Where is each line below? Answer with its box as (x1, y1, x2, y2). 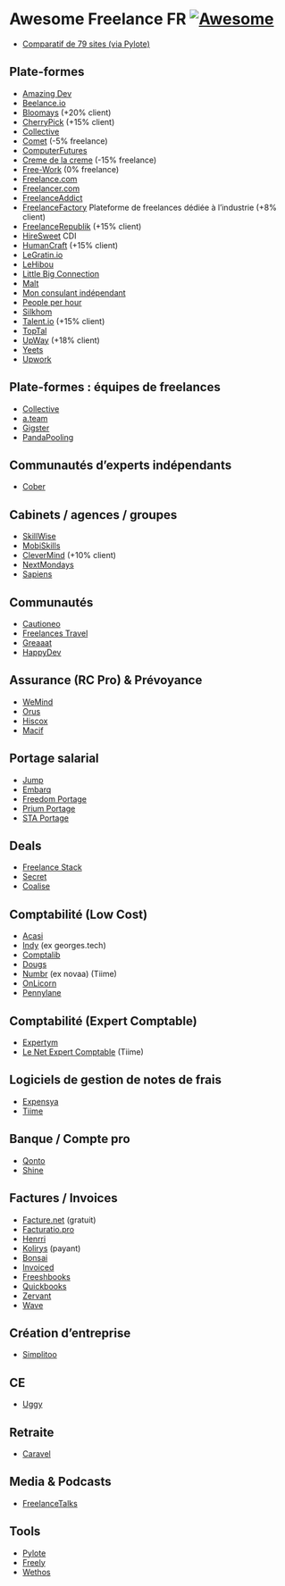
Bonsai (21, 1252, 48, 1263)
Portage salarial (9, 751, 100, 766)
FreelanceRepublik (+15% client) (21, 221, 142, 231)
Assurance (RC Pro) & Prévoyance (9, 672, 203, 688)
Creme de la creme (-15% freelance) (21, 154, 157, 165)
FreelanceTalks (21, 1498, 78, 1508)
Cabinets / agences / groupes (9, 507, 178, 522)
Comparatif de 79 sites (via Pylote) (21, 38, 150, 49)
